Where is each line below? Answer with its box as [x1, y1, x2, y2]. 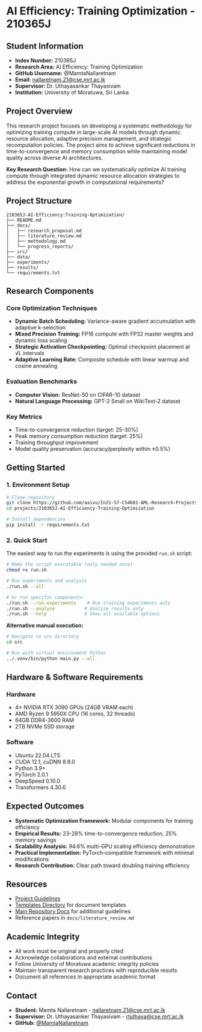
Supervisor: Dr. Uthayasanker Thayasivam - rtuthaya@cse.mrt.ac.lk [14, 1013, 184, 1020]
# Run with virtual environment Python [6, 650, 106, 656]
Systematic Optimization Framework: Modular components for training [14, 817, 194, 824]
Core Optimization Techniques [6, 304, 97, 312]
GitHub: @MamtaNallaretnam [14, 1019, 88, 1026]
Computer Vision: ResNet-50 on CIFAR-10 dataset [14, 391, 141, 398]
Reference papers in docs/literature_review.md [14, 914, 134, 921]
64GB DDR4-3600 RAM [14, 716, 74, 724]
